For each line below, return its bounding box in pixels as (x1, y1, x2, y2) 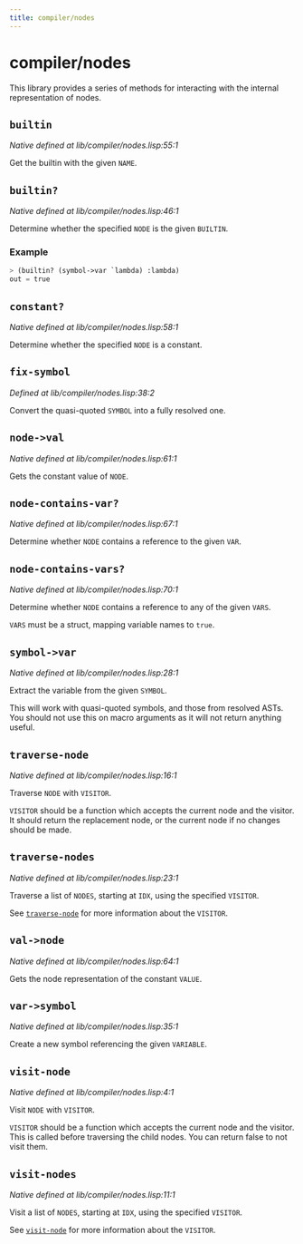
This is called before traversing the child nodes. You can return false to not (9, 1132, 288, 1142)
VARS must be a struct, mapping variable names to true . (9, 619, 215, 630)
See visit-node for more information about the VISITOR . (9, 1224, 216, 1235)
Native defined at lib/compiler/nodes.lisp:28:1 (9, 667, 179, 678)
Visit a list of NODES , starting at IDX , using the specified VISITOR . (9, 1207, 242, 1218)
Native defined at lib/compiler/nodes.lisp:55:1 (9, 140, 179, 151)
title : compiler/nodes (9, 13, 95, 23)
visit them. (9, 1142, 48, 1152)
